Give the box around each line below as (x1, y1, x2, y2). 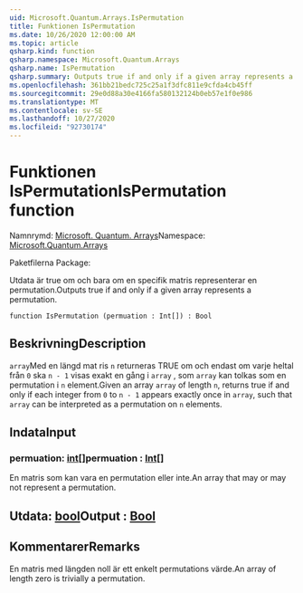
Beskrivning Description (9, 336, 147, 351)
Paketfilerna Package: (9, 257, 91, 268)
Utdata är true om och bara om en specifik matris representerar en (9, 274, 258, 285)
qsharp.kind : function (9, 47, 95, 56)
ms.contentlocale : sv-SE (9, 106, 103, 115)
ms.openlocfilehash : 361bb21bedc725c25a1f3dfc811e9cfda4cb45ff (9, 81, 253, 90)
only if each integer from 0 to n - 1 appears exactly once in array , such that (9, 388, 292, 399)
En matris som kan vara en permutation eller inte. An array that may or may (9, 473, 287, 483)
